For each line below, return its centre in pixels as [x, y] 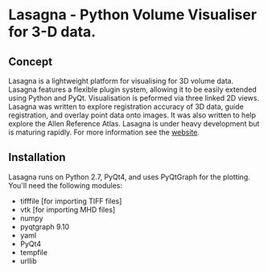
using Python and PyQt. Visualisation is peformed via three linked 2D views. [134, 98]
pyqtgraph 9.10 [45, 226]
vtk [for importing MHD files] [68, 209]
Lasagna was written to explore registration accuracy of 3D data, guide [126, 107]
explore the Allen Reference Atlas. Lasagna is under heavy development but [134, 124]
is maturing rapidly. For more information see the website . [104, 132]
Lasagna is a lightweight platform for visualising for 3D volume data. [121, 81]
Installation [37, 157]
